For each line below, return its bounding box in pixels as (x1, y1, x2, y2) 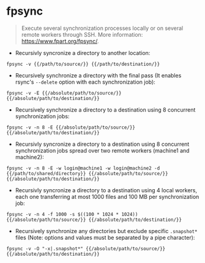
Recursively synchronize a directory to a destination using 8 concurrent (15, 106, 196, 113)
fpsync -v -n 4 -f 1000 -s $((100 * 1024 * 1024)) (6, 211, 138, 217)
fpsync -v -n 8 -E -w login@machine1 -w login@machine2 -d (6, 165, 160, 171)
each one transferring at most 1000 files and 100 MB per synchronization (15, 193, 199, 200)
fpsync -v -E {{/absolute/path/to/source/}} (6, 90, 122, 96)
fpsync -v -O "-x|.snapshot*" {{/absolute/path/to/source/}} (6, 245, 166, 251)
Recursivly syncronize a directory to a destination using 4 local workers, (15, 186, 198, 193)
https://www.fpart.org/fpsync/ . (21, 37, 99, 45)
